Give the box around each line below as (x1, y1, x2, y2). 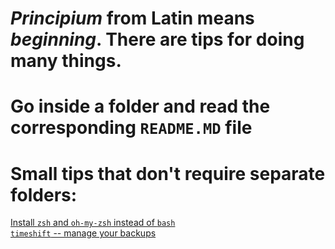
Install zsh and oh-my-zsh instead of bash (10, 217, 176, 229)
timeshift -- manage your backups (10, 227, 157, 239)
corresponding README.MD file (10, 117, 253, 139)
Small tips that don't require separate (10, 162, 326, 185)
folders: (10, 183, 78, 206)
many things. (10, 50, 122, 72)
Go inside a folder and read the (10, 95, 271, 118)
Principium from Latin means (10, 7, 255, 30)
